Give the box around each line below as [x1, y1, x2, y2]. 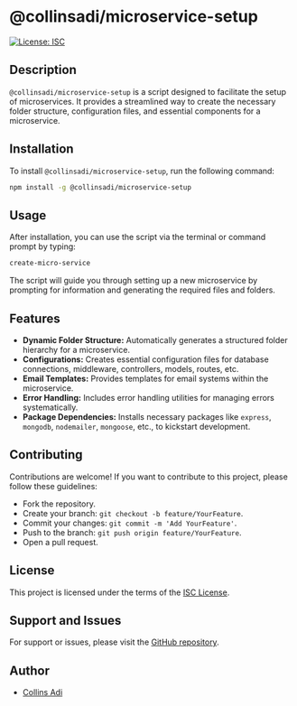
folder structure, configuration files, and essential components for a [9, 106, 261, 116]
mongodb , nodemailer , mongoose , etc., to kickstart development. [22, 421, 251, 432]
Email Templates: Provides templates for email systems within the [22, 373, 269, 384]
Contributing [9, 447, 83, 462]
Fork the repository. [22, 498, 97, 509]
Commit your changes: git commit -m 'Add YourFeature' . [22, 517, 237, 528]
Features [9, 311, 60, 326]
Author [9, 663, 50, 678]
